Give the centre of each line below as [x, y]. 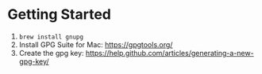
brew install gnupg [51, 37]
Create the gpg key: [51, 53]
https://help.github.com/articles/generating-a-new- [170, 53]
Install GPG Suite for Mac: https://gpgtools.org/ [96, 44]
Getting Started [60, 15]
